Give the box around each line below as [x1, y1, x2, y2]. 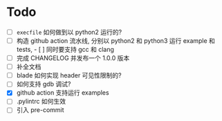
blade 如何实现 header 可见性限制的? [16, 71, 122, 80]
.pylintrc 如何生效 [16, 97, 66, 106]
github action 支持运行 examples [16, 89, 109, 97]
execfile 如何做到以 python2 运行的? [16, 28, 122, 36]
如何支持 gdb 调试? [16, 80, 71, 89]
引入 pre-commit [16, 106, 64, 114]
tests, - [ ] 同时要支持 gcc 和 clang [16, 46, 115, 54]
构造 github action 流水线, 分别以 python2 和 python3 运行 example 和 [16, 37, 216, 45]
